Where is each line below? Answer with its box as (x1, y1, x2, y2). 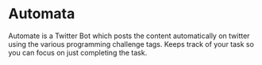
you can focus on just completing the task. (8, 48, 148, 57)
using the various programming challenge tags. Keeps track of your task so (8, 39, 254, 48)
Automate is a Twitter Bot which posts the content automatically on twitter (8, 31, 250, 40)
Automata (8, 5, 75, 23)
